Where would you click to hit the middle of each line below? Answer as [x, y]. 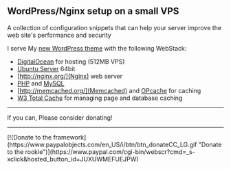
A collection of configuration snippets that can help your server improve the [114, 27]
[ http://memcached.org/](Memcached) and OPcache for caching [109, 90]
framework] [70, 137]
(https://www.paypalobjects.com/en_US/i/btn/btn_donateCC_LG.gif [102, 144]
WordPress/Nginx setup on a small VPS [93, 11]
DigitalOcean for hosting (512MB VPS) [71, 62]
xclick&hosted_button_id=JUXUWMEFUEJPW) [73, 159]
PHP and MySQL [41, 83]
